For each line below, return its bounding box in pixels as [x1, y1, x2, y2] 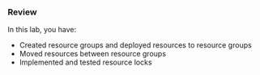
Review [7, 6, 37, 18]
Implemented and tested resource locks [19, 57, 152, 67]
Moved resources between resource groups [19, 49, 167, 59]
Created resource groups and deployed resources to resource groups [19, 40, 252, 50]
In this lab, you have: [7, 25, 77, 35]
